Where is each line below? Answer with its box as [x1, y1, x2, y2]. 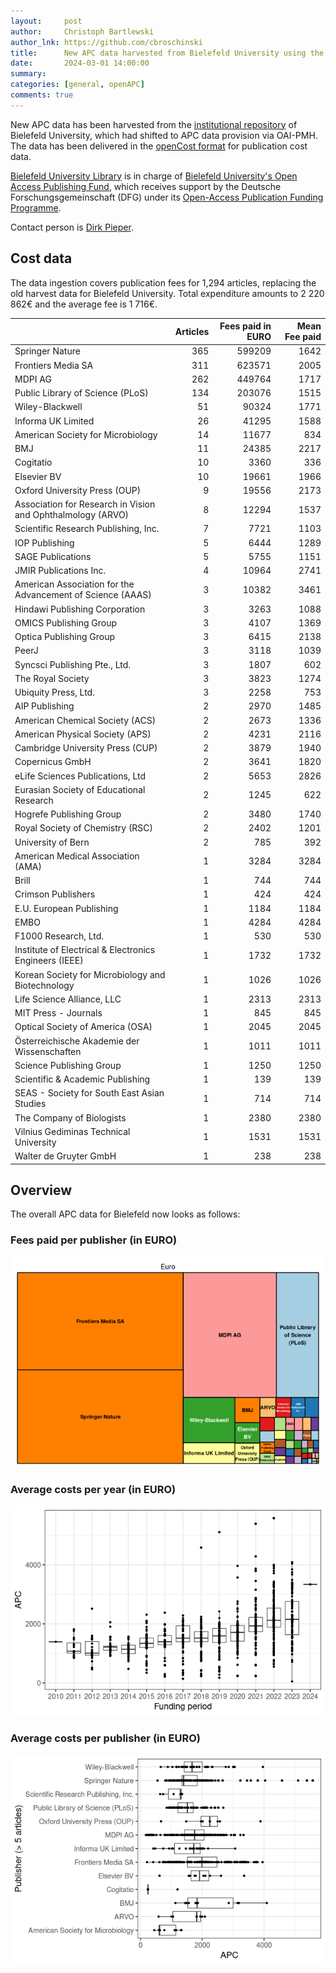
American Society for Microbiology [14, 428, 158, 440]
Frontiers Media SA [14, 359, 94, 371]
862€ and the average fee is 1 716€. [10, 298, 158, 310]
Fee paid [284, 331, 322, 343]
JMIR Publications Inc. [14, 565, 107, 577]
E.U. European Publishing [14, 902, 119, 914]
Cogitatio [14, 456, 53, 469]
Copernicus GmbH [14, 756, 92, 768]
